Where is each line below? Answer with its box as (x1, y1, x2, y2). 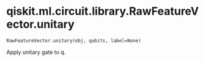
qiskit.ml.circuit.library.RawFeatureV (6, 4, 199, 18)
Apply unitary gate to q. (6, 48, 66, 56)
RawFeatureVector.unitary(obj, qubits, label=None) (6, 37, 141, 44)
